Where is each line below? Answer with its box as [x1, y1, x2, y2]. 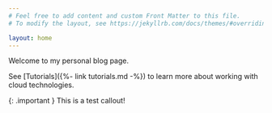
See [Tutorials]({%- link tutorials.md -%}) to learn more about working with [8, 72, 259, 82]
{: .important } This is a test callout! [8, 96, 125, 106]
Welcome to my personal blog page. [8, 56, 130, 65]
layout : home [8, 34, 53, 42]
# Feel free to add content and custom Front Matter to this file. [8, 11, 241, 20]
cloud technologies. [8, 80, 74, 90]
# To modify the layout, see [8, 19, 107, 27]
